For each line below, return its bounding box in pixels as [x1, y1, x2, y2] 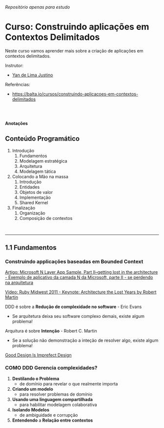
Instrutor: [5, 62, 23, 68]
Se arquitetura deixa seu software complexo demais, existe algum [12, 313, 145, 319]
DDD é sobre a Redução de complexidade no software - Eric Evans [5, 304, 142, 310]
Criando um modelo [12, 386, 53, 392]
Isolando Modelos [12, 406, 50, 413]
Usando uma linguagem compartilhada [12, 396, 93, 402]
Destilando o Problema [12, 376, 60, 381]
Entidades [19, 184, 40, 190]
